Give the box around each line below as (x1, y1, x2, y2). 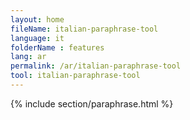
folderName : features (10, 42, 105, 53)
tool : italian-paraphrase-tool (10, 71, 141, 81)
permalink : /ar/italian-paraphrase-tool (10, 61, 182, 71)
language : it (10, 33, 65, 43)
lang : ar (10, 52, 47, 62)
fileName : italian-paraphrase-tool (10, 24, 159, 34)
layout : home (10, 14, 65, 25)
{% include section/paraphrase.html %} (10, 97, 174, 110)
